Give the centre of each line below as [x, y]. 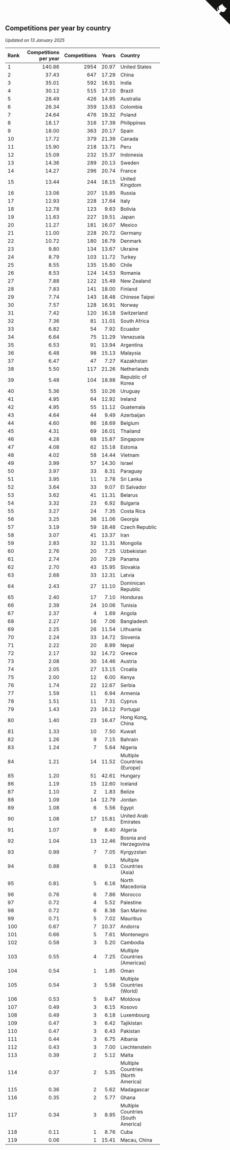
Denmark [131, 241]
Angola [128, 613]
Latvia [127, 575]
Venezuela [132, 337]
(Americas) [133, 962]
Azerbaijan [133, 415]
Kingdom [131, 185]
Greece [129, 653]
